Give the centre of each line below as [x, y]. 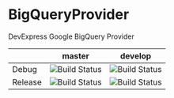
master [76, 55]
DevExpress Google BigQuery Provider [71, 36]
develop [136, 55]
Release [27, 82]
